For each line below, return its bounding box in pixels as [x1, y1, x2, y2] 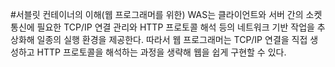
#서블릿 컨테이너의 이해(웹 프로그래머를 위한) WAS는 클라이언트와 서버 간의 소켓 [10, 9, 323, 20]
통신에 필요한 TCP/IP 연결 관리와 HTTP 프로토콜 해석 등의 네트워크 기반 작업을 [10, 21, 315, 33]
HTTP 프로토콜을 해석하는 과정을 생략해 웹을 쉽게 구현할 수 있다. [36, 46, 287, 58]
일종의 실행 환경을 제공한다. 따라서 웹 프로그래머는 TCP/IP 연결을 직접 [36, 34, 308, 45]
